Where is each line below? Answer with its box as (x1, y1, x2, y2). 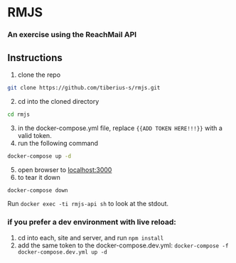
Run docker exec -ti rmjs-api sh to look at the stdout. (7, 200, 169, 208)
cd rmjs (7, 111, 31, 118)
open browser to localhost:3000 (17, 165, 112, 174)
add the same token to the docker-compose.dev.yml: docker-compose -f (17, 241, 229, 249)
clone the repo (17, 70, 61, 79)
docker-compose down (7, 186, 69, 194)
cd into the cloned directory (17, 97, 100, 105)
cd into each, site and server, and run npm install (17, 233, 164, 242)
